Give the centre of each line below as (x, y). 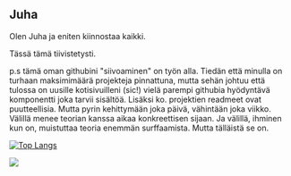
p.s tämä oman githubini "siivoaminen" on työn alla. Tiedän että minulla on (146, 71)
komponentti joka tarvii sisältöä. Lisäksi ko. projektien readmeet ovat (135, 99)
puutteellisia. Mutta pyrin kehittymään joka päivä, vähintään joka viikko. (140, 109)
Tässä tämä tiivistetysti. (53, 54)
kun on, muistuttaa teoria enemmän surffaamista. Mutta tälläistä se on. (139, 128)
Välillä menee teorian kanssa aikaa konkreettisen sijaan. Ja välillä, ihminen (145, 118)
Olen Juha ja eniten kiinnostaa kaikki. (77, 36)
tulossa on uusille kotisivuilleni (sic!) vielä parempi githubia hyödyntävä (140, 89)
